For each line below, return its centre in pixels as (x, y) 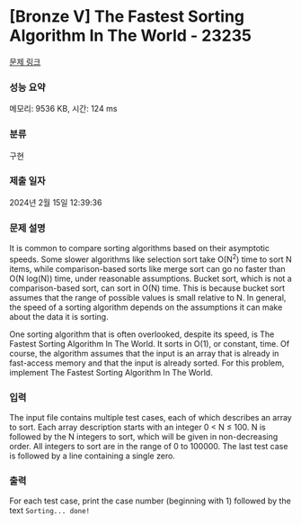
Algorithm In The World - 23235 (130, 36)
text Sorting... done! (50, 511)
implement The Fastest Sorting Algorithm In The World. (111, 372)
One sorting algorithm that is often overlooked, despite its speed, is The (142, 334)
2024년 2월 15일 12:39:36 (56, 202)
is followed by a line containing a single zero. (92, 456)
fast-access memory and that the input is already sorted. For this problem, (147, 363)
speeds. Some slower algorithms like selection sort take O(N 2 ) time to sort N (150, 258)
